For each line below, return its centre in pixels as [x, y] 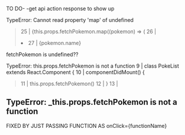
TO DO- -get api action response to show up [60, 9]
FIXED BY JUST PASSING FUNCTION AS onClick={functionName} [87, 126]
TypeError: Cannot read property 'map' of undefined [70, 20]
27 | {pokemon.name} [55, 43]
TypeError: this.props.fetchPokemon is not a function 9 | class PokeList [92, 66]
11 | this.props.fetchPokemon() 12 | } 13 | [69, 83]
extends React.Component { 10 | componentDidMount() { [75, 72]
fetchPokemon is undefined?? [42, 54]
